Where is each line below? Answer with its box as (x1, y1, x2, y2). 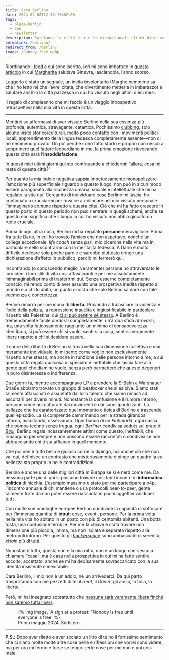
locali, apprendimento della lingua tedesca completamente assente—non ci (5, 135, 161, 141)
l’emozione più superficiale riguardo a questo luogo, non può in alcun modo (5, 181, 162, 187)
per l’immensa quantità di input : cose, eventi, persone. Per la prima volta (5, 511, 156, 517)
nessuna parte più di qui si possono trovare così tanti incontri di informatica (5, 474, 163, 480)
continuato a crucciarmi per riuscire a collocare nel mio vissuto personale (5, 197, 157, 203)
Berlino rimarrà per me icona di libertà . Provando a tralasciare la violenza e (5, 301, 161, 307)
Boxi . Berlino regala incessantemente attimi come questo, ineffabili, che (5, 428, 153, 434)
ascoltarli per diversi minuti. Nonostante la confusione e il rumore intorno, (5, 396, 157, 402)
